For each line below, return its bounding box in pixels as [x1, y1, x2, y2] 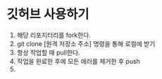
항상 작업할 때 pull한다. [16, 48, 80, 57]
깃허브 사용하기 [6, 6, 89, 22]
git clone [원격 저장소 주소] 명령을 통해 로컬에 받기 [16, 39, 156, 48]
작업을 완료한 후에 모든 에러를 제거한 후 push [16, 57, 140, 65]
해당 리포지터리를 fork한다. [16, 31, 91, 39]
